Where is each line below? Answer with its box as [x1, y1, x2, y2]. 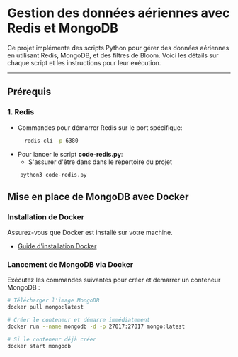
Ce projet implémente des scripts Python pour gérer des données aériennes [7, 43, 229, 52]
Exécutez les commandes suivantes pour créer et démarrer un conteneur [7, 275, 221, 285]
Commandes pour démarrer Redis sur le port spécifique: [17, 123, 183, 132]
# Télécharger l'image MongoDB [7, 297, 100, 304]
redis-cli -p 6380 [24, 137, 79, 144]
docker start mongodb [7, 342, 72, 349]
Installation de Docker [7, 212, 85, 221]
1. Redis [7, 107, 35, 117]
